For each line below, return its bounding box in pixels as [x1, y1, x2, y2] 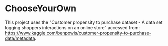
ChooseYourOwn [5, 3, 76, 14]
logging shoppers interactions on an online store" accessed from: [5, 24, 140, 30]
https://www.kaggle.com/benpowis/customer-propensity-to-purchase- [5, 30, 151, 36]
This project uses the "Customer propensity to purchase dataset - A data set [5, 19, 163, 25]
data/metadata [5, 35, 35, 41]
